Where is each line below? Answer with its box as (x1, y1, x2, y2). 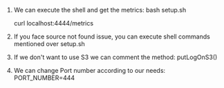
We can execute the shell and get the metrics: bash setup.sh (13, 6, 187, 14)
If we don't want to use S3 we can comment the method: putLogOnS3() (13, 53, 218, 61)
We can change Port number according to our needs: (13, 67, 166, 74)
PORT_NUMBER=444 (13, 74, 75, 82)
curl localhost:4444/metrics (13, 19, 94, 27)
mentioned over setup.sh (13, 40, 85, 47)
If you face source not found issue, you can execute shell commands (13, 32, 211, 41)
